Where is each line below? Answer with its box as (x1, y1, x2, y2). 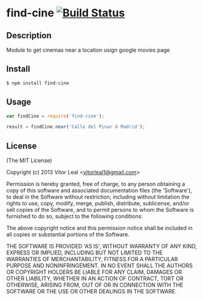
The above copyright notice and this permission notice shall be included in (6, 225, 193, 232)
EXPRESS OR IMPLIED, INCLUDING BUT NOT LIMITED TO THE (6, 249, 163, 256)
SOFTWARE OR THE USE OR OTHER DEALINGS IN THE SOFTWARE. (6, 288, 177, 295)
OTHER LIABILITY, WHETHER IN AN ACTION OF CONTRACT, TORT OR (6, 275, 184, 282)
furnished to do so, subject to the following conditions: (6, 213, 143, 220)
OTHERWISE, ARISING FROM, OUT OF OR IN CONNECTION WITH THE (6, 281, 184, 288)
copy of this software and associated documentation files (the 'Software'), (6, 187, 193, 194)
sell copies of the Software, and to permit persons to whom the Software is (6, 206, 194, 214)
